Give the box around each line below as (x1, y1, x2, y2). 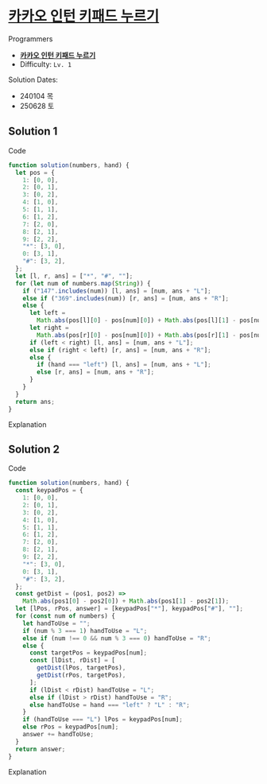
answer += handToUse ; (22, 731, 94, 739)
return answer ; (15, 745, 66, 753)
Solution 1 (8, 125, 58, 138)
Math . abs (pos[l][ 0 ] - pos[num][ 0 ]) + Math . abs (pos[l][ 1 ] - (37, 316, 237, 324)
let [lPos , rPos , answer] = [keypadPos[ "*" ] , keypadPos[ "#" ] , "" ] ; (15, 605, 244, 613)
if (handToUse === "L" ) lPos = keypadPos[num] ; (22, 716, 183, 724)
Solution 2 (8, 442, 60, 456)
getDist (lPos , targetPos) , (37, 664, 126, 672)
